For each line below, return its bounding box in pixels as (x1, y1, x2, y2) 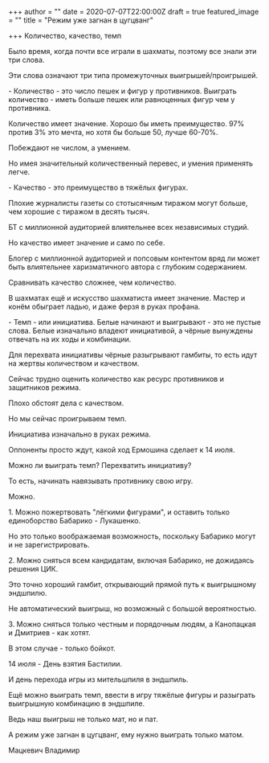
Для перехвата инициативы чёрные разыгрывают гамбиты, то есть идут (8, 350, 258, 359)
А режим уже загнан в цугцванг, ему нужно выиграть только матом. (8, 730, 244, 739)
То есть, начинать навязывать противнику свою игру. (8, 476, 194, 486)
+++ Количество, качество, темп (8, 31, 122, 40)
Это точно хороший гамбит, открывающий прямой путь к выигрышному (8, 580, 257, 589)
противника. (8, 104, 51, 113)
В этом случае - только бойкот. (8, 643, 116, 653)
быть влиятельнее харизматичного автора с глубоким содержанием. (8, 262, 247, 272)
